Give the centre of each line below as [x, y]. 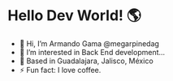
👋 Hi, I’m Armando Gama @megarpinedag [89, 43]
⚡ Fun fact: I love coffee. [60, 70]
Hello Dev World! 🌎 [74, 16]
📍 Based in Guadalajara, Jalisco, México [86, 61]
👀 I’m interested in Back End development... [92, 52]
